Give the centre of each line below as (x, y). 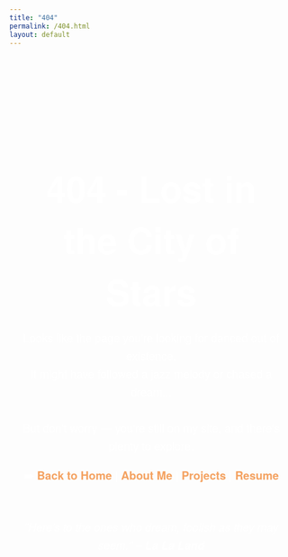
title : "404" (34, 18)
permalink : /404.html (50, 26)
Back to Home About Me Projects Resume (157, 475)
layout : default (40, 34)
